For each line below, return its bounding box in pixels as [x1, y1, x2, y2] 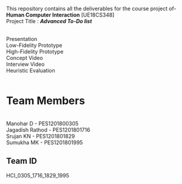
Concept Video [6, 55, 43, 61]
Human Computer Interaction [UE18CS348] [6, 11, 115, 18]
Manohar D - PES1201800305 [6, 120, 79, 127]
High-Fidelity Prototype [6, 48, 64, 55]
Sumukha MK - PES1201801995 [6, 139, 83, 146]
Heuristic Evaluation [6, 67, 55, 74]
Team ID [6, 156, 37, 166]
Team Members [6, 94, 85, 107]
